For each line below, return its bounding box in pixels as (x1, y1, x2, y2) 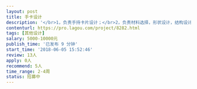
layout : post (6, 8, 38, 15)
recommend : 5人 (6, 63, 42, 69)
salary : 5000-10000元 (6, 36, 58, 42)
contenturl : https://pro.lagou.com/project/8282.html (6, 25, 141, 31)
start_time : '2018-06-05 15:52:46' (6, 47, 93, 53)
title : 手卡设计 (6, 14, 42, 20)
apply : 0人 (6, 57, 32, 63)
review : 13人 (6, 52, 37, 58)
